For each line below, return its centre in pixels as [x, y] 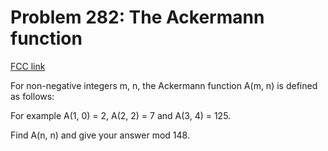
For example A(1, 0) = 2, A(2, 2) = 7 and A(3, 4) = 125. [121, 115]
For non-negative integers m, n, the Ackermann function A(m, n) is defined [164, 85]
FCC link [28, 66]
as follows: [32, 96]
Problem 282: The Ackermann [137, 17]
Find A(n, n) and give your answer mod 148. [100, 135]
